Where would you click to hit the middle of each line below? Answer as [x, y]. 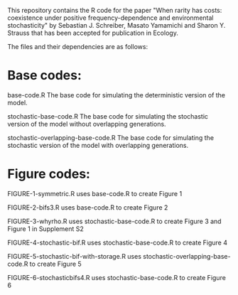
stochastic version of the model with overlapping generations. [98, 145]
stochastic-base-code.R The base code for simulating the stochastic [108, 116]
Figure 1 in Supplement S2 [45, 229]
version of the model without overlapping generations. [87, 124]
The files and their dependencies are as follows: [77, 47]
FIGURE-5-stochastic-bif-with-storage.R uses [75, 256]
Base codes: [44, 76]
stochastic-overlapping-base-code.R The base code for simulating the [111, 137]
